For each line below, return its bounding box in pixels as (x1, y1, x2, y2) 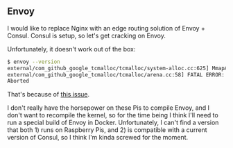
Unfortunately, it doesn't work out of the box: (7, 44, 136, 53)
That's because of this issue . (7, 90, 90, 99)
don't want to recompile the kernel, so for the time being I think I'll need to (7, 111, 218, 120)
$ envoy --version (7, 58, 60, 65)
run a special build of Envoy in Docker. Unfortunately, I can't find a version (7, 118, 219, 127)
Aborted (7, 78, 30, 85)
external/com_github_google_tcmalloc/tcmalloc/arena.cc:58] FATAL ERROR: (7, 71, 225, 79)
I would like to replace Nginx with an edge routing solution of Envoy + (7, 24, 206, 32)
